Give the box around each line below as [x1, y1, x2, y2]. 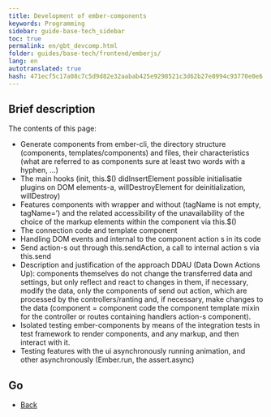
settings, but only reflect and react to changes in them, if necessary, [19, 277, 249, 287]
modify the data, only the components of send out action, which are [19, 286, 247, 296]
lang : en [8, 58, 38, 66]
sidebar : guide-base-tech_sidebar [8, 27, 126, 35]
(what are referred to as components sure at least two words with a [19, 157, 246, 166]
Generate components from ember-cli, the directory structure [19, 140, 226, 149]
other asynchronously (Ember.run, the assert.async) [19, 355, 195, 365]
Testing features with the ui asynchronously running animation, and [19, 346, 246, 356]
